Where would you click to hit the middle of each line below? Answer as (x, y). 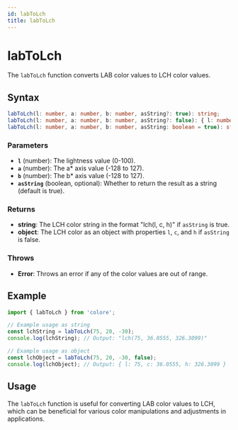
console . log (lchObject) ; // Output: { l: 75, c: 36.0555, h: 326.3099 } (117, 364)
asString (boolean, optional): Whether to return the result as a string (117, 183)
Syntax (23, 98)
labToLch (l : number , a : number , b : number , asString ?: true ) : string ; (114, 114)
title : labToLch (31, 21)
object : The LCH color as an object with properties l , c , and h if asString (124, 232)
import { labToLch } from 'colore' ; (61, 312)
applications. (26, 419)
